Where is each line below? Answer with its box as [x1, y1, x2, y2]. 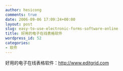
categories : [5, 41, 30, 46]
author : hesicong [5, 7, 42, 13]
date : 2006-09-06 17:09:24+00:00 [5, 17, 76, 22]
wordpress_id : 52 [5, 36, 42, 41]
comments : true [5, 12, 37, 17]
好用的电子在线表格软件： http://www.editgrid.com [5, 59, 109, 66]
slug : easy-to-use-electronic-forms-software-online [5, 26, 118, 31]
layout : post [5, 21, 33, 27]
